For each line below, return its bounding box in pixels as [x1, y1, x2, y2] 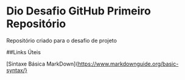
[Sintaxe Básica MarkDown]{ [6, 60, 79, 67]
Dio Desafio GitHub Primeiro [6, 4, 151, 18]
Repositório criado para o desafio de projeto [6, 37, 117, 44]
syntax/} [6, 66, 27, 73]
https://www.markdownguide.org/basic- [78, 60, 179, 67]
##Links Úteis [6, 48, 41, 55]
